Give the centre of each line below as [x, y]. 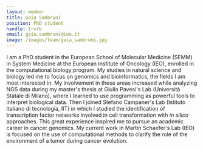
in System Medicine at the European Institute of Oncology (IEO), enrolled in [100, 64]
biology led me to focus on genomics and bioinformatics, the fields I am [96, 77]
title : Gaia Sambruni [34, 18]
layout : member [26, 12]
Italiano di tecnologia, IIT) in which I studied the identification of [86, 109]
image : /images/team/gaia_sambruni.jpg [57, 40]
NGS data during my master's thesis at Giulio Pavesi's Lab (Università [93, 89]
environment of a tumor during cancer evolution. [67, 141]
